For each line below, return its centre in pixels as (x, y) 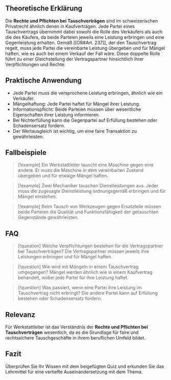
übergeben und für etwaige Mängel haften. (63, 176)
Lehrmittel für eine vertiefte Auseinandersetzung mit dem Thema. (74, 372)
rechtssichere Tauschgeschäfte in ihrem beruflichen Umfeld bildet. (75, 338)
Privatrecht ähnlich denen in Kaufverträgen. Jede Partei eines (70, 26)
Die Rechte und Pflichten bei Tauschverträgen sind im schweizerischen (82, 21)
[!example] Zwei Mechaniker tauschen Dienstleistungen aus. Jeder (88, 186)
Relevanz (20, 315)
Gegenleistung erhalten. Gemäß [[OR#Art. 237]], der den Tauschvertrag (81, 43)
